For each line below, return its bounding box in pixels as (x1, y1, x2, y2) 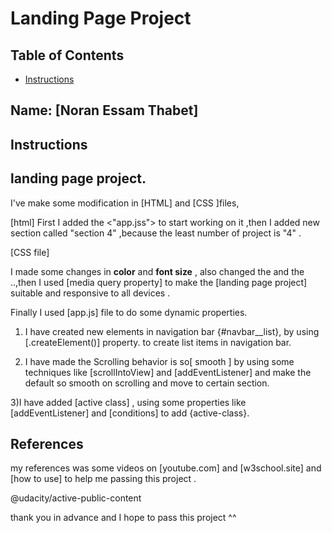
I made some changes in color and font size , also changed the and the (10, 265, 305, 277)
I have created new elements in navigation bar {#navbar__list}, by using (24, 325, 320, 337)
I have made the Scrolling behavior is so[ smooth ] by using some (24, 355, 295, 367)
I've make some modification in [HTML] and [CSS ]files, (10, 197, 240, 209)
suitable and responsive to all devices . (10, 287, 171, 299)
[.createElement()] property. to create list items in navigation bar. (24, 336, 292, 348)
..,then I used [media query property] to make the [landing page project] (10, 276, 308, 288)
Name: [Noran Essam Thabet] (10, 102, 199, 119)
